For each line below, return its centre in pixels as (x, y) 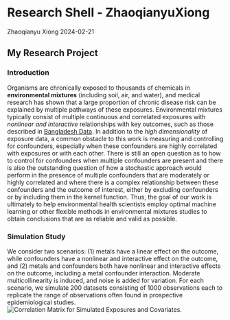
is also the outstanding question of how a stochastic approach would (104, 168)
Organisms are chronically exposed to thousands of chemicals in (99, 88)
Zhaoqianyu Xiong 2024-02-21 (51, 32)
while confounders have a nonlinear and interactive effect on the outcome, (113, 258)
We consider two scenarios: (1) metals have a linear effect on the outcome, (113, 251)
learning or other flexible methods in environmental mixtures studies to (107, 211)
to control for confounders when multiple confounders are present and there (115, 160)
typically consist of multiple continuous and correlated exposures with (106, 116)
